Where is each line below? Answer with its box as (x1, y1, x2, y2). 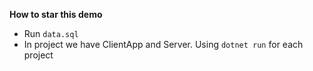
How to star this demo (9, 9, 103, 20)
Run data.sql (23, 28, 79, 39)
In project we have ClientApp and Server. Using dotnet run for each (23, 39, 304, 50)
